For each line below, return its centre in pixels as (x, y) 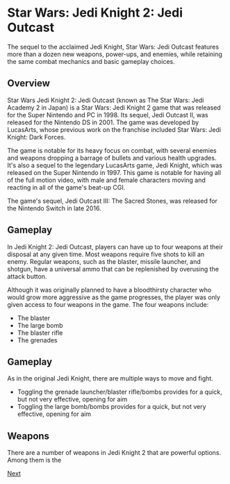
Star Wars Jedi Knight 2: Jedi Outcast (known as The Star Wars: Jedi (106, 100)
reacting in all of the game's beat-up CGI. (66, 187)
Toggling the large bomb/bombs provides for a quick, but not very (112, 407)
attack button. (27, 276)
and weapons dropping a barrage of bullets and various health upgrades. (112, 158)
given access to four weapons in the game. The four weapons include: (108, 304)
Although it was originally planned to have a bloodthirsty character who (109, 290)
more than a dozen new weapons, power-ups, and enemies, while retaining (115, 54)
